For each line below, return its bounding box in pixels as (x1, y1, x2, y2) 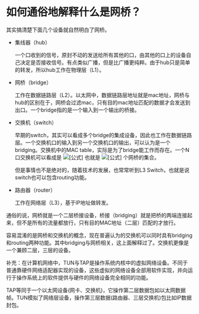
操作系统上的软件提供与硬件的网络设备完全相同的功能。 (16, 274, 152, 281)
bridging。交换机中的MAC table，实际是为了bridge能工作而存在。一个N (14, 146, 190, 153)
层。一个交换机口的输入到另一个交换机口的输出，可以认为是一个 (14, 139, 171, 146)
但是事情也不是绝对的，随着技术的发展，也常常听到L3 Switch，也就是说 (14, 166, 190, 173)
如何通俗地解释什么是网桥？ (6, 5, 142, 19)
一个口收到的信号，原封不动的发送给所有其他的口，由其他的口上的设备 (14, 51, 187, 58)
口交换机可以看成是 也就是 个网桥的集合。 (14, 154, 160, 161)
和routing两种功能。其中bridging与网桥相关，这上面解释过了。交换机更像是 (6, 239, 190, 246)
